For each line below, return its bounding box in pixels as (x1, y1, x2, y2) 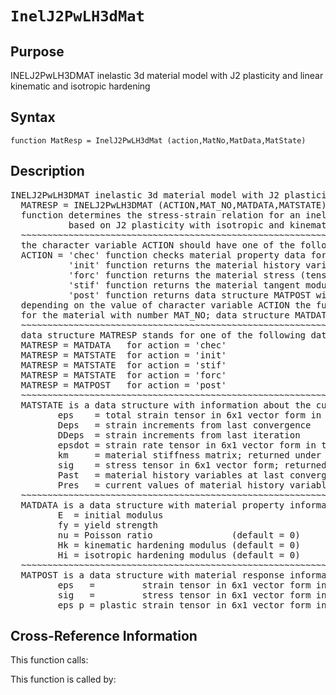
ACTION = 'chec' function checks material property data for (20, 249, 327, 261)
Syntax (10, 109, 56, 126)
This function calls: (10, 654, 89, 666)
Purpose (10, 43, 65, 60)
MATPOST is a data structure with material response (20, 569, 285, 581)
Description (10, 163, 85, 180)
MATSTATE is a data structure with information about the (20, 399, 312, 411)
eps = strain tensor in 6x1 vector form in (57, 579, 327, 591)
